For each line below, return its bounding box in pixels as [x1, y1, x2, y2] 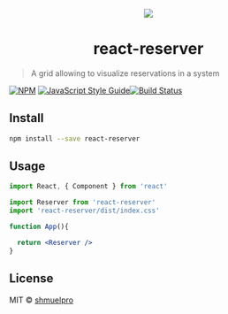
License [9, 271, 54, 287]
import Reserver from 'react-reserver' [9, 198, 156, 207]
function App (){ [9, 222, 69, 232]
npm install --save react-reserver [9, 134, 141, 143]
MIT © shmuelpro [9, 295, 73, 305]
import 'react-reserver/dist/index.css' [9, 206, 161, 216]
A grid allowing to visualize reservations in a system [30, 67, 220, 79]
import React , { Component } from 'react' [9, 182, 168, 191]
